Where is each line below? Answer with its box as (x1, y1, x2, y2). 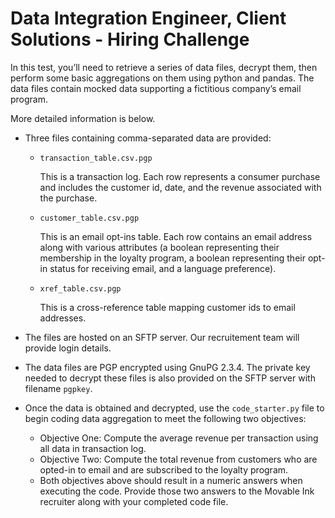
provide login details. (24, 342, 112, 354)
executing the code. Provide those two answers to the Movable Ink (39, 485, 315, 497)
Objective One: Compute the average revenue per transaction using (39, 432, 319, 444)
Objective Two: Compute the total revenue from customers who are (39, 453, 318, 465)
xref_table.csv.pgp (39, 283, 122, 294)
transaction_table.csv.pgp (39, 153, 153, 163)
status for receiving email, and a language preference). (49, 262, 277, 274)
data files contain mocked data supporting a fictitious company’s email (10, 82, 302, 94)
